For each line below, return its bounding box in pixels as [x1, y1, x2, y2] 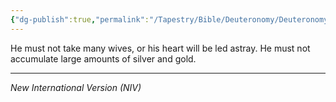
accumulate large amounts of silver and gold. [10, 52, 197, 65]
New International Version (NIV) [10, 81, 142, 93]
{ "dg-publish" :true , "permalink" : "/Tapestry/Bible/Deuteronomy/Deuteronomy [10, 14, 329, 25]
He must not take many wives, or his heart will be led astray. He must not [10, 42, 311, 54]
